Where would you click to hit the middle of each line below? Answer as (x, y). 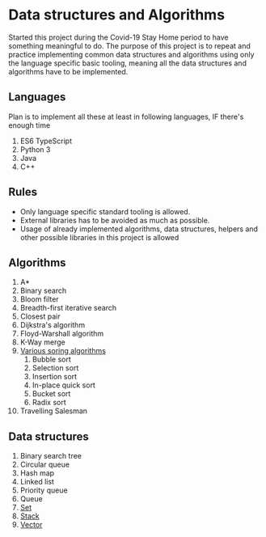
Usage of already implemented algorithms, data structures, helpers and (139, 229)
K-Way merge (43, 342)
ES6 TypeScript (46, 141)
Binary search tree (51, 456)
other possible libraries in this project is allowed (99, 237)
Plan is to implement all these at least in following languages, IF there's (126, 116)
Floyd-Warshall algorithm (62, 334)
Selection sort (55, 368)
